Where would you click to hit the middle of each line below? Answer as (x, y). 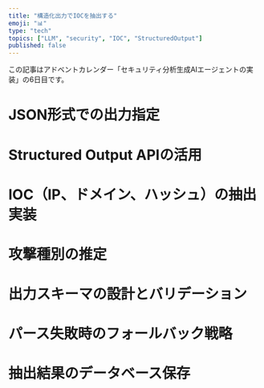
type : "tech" (30, 31)
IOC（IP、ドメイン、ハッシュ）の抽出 (132, 194)
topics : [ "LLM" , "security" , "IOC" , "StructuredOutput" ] (106, 38)
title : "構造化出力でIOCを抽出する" (63, 16)
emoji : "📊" (28, 23)
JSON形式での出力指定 (84, 115)
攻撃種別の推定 (58, 254)
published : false (37, 46)
